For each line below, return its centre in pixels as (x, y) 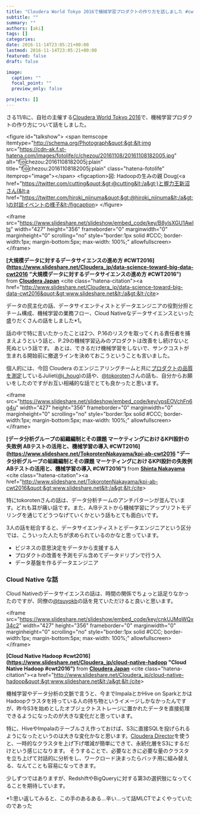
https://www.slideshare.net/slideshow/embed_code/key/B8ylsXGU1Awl (107, 222)
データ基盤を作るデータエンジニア (57, 562)
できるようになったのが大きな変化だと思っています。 (71, 716)
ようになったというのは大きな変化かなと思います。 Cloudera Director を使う (98, 736)
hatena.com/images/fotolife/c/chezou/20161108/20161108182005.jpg (90, 155)
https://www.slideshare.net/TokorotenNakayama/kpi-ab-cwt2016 (92, 453)
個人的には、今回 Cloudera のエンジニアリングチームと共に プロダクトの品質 (100, 368)
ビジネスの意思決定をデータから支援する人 (67, 547)
